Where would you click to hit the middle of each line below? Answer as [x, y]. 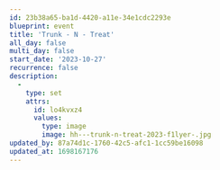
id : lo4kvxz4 [58, 110]
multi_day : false [42, 51]
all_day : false [38, 43]
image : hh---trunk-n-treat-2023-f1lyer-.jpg [127, 135]
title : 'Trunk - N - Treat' [62, 34]
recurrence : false [44, 68]
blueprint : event [42, 26]
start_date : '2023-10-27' [58, 59]
